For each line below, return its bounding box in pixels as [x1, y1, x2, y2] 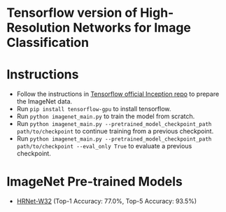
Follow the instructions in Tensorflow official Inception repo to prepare [16, 90, 220, 99]
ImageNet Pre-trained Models [6, 174, 183, 190]
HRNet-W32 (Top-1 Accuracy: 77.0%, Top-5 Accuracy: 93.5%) [16, 197, 197, 206]
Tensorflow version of [6, 5, 138, 21]
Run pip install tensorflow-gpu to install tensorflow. [16, 105, 171, 113]
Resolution [6, 20, 71, 36]
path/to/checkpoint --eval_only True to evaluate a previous [16, 142, 192, 150]
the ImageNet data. [16, 97, 73, 106]
